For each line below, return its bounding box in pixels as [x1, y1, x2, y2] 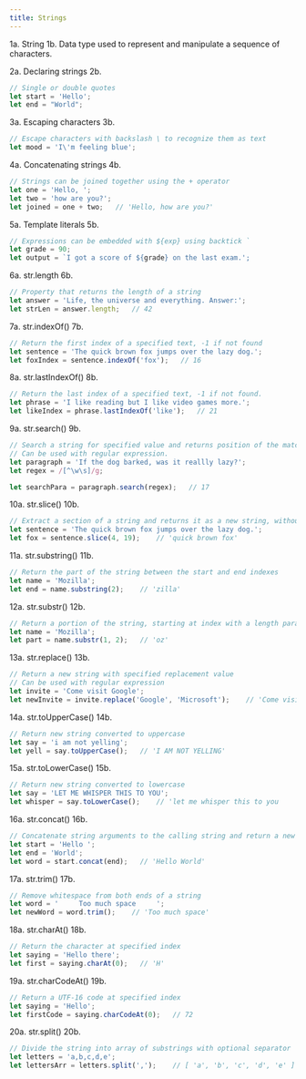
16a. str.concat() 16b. [9, 814, 88, 825]
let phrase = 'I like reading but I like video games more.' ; [9, 398, 250, 407]
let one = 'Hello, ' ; [9, 185, 92, 194]
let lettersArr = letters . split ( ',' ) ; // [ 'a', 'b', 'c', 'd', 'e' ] [9, 1061, 296, 1071]
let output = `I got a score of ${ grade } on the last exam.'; [9, 253, 250, 262]
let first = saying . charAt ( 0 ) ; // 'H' [9, 959, 166, 968]
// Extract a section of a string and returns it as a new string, [9, 517, 271, 526]
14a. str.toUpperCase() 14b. [9, 712, 112, 723]
